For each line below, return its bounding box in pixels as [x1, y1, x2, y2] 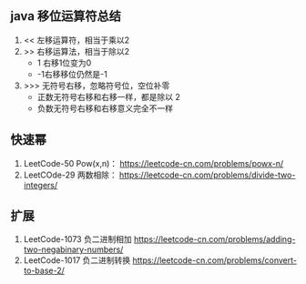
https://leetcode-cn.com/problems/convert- [132, 255, 297, 266]
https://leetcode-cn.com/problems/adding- [133, 234, 296, 245]
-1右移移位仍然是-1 [36, 68, 107, 79]
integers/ [23, 179, 58, 190]
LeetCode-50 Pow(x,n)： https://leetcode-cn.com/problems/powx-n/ [23, 157, 284, 168]
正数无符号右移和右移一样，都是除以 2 [36, 91, 181, 102]
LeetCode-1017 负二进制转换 [23, 255, 131, 266]
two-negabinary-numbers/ [23, 244, 124, 255]
